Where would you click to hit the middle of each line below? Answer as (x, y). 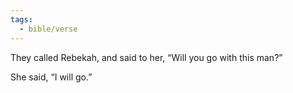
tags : (21, 19)
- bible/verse (48, 29)
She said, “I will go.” (51, 77)
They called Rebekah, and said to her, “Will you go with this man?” (146, 57)
